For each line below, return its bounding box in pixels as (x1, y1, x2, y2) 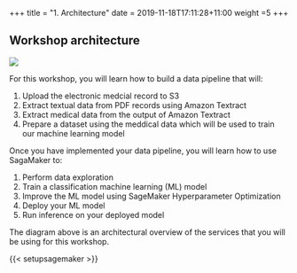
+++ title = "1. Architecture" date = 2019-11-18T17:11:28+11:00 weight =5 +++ (9, 8, 289, 18)
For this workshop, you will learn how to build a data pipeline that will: (9, 73, 263, 83)
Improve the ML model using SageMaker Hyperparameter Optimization (21, 191, 281, 201)
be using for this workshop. (9, 236, 109, 246)
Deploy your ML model (21, 199, 106, 211)
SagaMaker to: (9, 154, 63, 165)
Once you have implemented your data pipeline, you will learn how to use (9, 145, 277, 156)
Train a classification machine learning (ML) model (21, 181, 207, 191)
